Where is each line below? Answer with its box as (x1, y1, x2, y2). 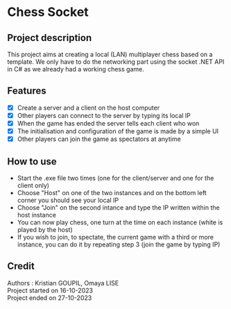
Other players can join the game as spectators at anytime (17, 135, 182, 143)
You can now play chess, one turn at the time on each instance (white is (17, 218, 223, 226)
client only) (17, 181, 50, 190)
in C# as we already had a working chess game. (7, 65, 144, 73)
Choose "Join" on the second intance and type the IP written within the (17, 203, 220, 212)
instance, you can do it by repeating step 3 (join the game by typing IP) (17, 240, 221, 249)
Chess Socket (7, 4, 89, 20)
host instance (17, 210, 57, 219)
